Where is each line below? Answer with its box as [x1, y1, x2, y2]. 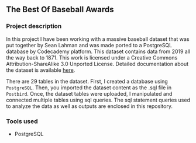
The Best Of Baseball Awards [6, 5, 114, 15]
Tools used [6, 117, 38, 125]
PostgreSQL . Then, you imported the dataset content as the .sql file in [6, 84, 171, 91]
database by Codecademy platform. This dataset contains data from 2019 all [6, 48, 191, 55]
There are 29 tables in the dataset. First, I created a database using [6, 78, 168, 85]
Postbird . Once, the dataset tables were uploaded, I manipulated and [6, 90, 173, 97]
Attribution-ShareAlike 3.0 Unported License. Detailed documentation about [6, 60, 189, 67]
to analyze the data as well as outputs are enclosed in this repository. [6, 102, 173, 110]
